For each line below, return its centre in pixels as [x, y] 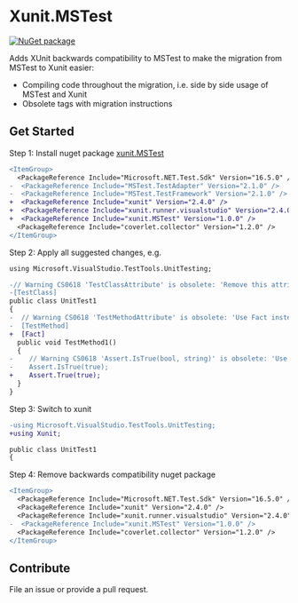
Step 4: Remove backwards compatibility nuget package [112, 475]
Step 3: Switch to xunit [51, 409]
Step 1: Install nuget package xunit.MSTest [86, 153]
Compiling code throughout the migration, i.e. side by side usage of [145, 84]
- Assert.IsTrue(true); [59, 367]
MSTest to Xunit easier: [52, 67]
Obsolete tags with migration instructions [97, 103]
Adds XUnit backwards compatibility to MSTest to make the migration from [145, 58]
